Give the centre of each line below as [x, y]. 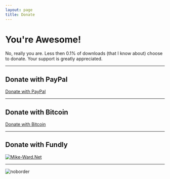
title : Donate [20, 15]
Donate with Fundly [37, 145]
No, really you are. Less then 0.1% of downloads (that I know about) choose [84, 53]
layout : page [19, 10]
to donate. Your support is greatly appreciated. [54, 59]
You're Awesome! [43, 40]
